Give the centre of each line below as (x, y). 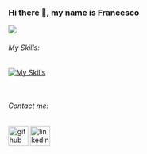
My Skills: (24, 48)
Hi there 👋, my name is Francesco (74, 13)
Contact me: (29, 106)
